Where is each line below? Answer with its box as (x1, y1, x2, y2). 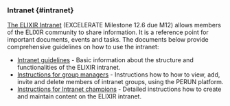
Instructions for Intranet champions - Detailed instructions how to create (16, 85, 222, 94)
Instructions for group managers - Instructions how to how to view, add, (16, 70, 220, 79)
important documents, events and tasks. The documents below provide (7, 36, 209, 44)
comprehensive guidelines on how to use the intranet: (7, 43, 159, 51)
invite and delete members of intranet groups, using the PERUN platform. (16, 78, 224, 86)
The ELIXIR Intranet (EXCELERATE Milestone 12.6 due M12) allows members (7, 21, 222, 29)
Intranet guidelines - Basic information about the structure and (16, 56, 194, 64)
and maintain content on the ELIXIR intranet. (16, 92, 142, 101)
